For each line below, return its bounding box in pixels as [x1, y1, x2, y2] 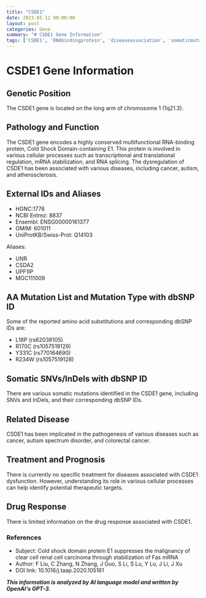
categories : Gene [6, 26, 51, 32]
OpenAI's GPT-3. [6, 585, 51, 592]
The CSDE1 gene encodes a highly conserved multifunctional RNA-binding [6, 138, 195, 146]
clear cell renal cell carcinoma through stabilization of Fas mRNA [15, 553, 179, 561]
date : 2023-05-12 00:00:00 [6, 15, 75, 21]
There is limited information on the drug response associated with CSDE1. [6, 518, 192, 525]
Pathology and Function [6, 122, 99, 132]
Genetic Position [6, 88, 71, 99]
